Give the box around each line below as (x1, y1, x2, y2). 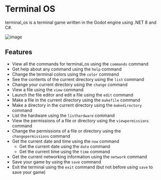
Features (5, 48, 32, 56)
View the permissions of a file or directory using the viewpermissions (12, 117, 149, 123)
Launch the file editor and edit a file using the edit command (12, 92, 133, 98)
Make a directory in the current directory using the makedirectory (12, 102, 142, 108)
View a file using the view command (12, 86, 84, 93)
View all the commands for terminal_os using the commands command (12, 61, 149, 66)
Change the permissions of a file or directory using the (12, 128, 121, 134)
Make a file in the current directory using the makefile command (12, 97, 140, 103)
